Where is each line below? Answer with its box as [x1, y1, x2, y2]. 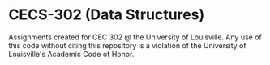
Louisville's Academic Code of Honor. [8, 49, 135, 59]
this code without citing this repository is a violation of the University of [8, 40, 246, 50]
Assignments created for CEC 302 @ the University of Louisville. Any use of [8, 32, 262, 42]
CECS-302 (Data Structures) [8, 6, 205, 24]
